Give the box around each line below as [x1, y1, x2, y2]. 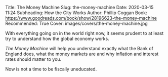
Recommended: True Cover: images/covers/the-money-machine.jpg [5, 20, 148, 26]
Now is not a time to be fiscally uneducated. [5, 66, 97, 72]
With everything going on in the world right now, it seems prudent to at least [5, 30, 164, 36]
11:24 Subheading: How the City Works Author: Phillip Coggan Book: [5, 10, 148, 16]
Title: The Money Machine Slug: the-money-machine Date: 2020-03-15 [5, 5, 154, 10]
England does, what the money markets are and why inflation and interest [5, 51, 159, 57]
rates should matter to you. [5, 56, 62, 62]
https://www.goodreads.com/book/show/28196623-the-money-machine [5, 15, 157, 21]
